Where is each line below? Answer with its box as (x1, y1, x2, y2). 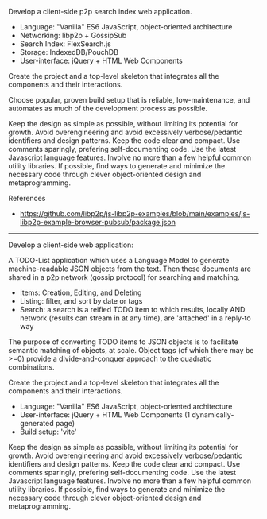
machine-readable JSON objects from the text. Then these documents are (8, 264, 252, 273)
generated (19, 419, 54, 428)
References (8, 194, 46, 203)
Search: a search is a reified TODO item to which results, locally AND (19, 305, 246, 314)
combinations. (8, 362, 55, 372)
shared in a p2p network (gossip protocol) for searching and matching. (8, 273, 240, 281)
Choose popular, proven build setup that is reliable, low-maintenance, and (8, 95, 250, 104)
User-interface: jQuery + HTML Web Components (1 (19, 410, 191, 420)
